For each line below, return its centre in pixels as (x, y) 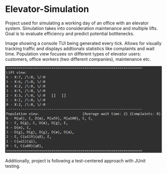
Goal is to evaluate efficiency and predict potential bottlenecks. (70, 33)
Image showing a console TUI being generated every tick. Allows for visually (83, 43)
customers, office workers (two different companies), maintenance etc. (78, 59)
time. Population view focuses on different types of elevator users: (73, 54)
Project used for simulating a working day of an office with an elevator (77, 23)
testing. (13, 166)
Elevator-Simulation (47, 9)
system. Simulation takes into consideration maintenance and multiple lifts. (82, 28)
